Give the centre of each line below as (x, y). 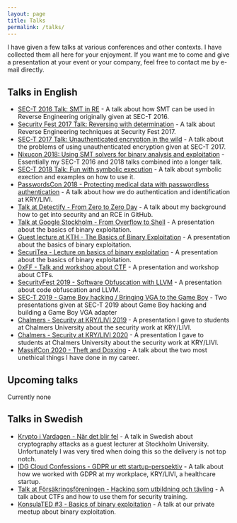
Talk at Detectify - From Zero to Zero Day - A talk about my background (122, 207)
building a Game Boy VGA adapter (67, 313)
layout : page (27, 14)
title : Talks (27, 21)
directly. (33, 70)
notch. (27, 459)
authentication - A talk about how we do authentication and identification (124, 192)
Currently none (29, 397)
